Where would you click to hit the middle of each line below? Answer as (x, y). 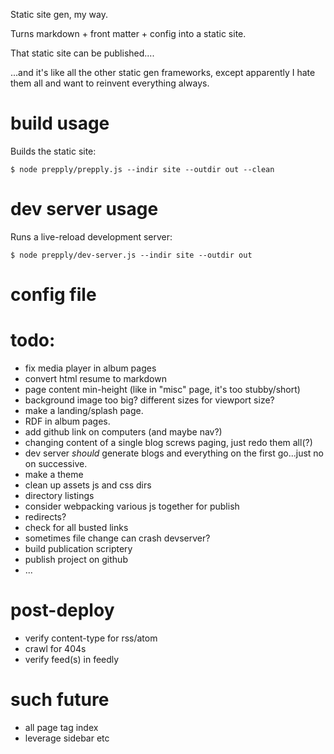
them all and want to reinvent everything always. (110, 83)
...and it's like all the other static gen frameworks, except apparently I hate (163, 72)
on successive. (56, 463)
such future (60, 700)
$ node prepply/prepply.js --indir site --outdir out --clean (142, 169)
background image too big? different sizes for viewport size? (149, 400)
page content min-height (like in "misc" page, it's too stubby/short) (162, 389)
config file (53, 295)
